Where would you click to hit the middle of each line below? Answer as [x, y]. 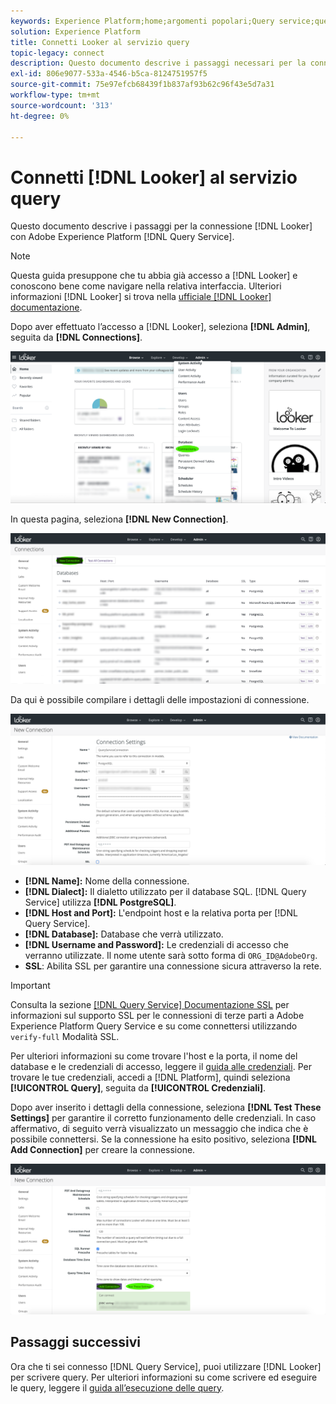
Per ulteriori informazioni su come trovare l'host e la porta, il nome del [154, 1056]
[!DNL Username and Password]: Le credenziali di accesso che [157, 944]
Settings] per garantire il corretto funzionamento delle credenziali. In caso [163, 1117]
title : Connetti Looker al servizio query [100, 42]
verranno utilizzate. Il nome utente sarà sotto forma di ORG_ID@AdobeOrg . [171, 955]
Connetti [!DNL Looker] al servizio [154, 177]
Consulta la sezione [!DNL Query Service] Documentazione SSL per [150, 1004]
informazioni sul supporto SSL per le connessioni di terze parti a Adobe [157, 1015]
